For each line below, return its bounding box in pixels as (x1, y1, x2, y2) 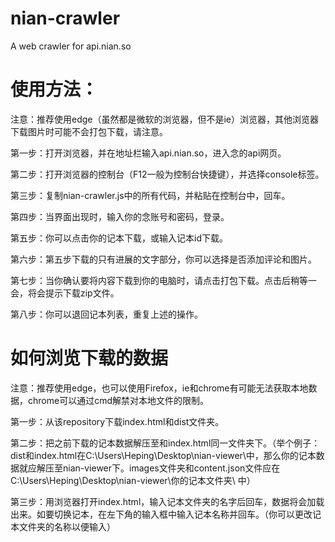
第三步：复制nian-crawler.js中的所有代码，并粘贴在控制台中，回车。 (10, 189, 291, 201)
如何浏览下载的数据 (10, 347, 169, 370)
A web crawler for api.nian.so (10, 40, 132, 52)
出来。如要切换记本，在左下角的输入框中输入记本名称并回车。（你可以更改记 (10, 508, 322, 520)
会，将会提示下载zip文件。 (10, 287, 120, 299)
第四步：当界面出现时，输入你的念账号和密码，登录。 (10, 210, 230, 222)
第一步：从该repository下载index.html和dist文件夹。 (10, 415, 225, 427)
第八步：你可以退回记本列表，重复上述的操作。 (10, 308, 203, 320)
